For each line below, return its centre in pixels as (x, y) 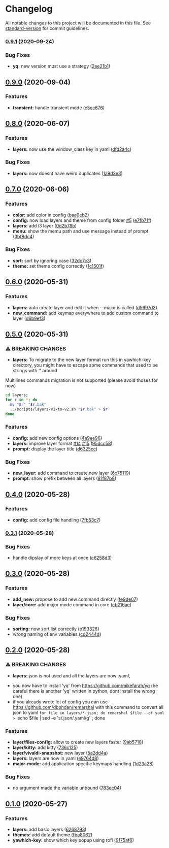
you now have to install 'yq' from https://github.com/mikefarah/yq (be (85, 686)
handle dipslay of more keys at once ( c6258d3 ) (62, 558)
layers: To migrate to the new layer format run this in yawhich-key (82, 360)
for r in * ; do (21, 400)
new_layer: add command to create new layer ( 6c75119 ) (71, 473)
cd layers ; (17, 395)
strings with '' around (35, 371)
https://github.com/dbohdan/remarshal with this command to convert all (88, 707)
